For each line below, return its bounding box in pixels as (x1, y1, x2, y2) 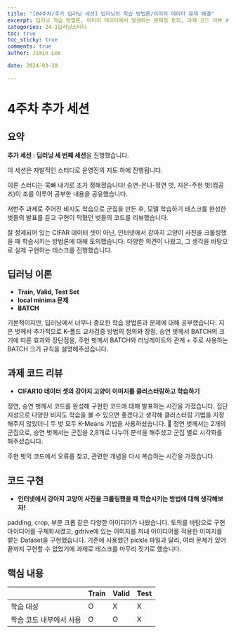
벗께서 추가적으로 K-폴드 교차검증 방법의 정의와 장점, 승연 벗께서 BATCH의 (14, 327, 218, 335)
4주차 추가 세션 (7, 101, 90, 117)
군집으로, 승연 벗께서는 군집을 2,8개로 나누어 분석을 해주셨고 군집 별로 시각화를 (7, 428, 223, 436)
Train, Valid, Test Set (17, 287, 79, 296)
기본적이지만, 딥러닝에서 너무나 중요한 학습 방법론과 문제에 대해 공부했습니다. (7, 318, 218, 327)
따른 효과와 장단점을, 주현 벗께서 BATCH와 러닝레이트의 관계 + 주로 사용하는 (20, 335, 228, 344)
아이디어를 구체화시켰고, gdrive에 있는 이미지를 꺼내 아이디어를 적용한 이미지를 (7, 527, 223, 536)
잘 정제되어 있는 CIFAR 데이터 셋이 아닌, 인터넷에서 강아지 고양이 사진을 (7, 228, 202, 236)
